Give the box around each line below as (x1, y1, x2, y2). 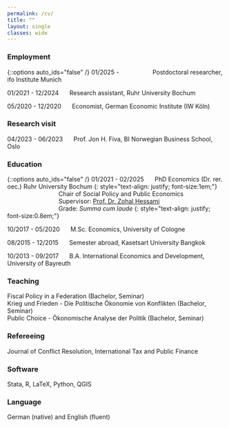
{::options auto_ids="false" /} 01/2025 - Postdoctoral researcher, (7, 68, 223, 76)
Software (7, 364, 39, 373)
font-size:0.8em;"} (7, 212, 60, 220)
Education (7, 159, 43, 169)
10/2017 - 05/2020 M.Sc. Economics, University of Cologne (7, 225, 186, 233)
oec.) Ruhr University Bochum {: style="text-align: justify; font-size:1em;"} (7, 182, 217, 191)
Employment (7, 52, 51, 62)
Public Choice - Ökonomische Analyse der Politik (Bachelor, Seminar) (7, 314, 205, 322)
